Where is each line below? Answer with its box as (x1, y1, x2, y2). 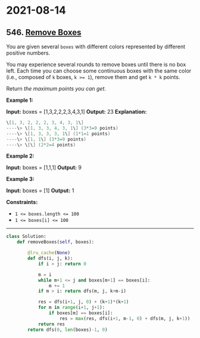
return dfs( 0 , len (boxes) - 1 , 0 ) (27, 327, 108, 333)
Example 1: (6, 96, 34, 104)
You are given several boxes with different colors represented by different (6, 43, 186, 50)
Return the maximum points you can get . (6, 85, 106, 92)
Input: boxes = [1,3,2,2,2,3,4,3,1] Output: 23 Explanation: (6, 108, 147, 115)
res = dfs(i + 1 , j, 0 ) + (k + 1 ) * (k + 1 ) (37, 299, 129, 305)
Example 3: (6, 176, 35, 183)
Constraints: (6, 199, 38, 206)
